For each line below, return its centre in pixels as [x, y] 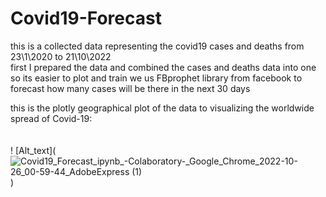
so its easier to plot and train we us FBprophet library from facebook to [156, 78]
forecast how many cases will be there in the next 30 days [130, 88]
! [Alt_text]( [33, 150]
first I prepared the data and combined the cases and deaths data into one [163, 67]
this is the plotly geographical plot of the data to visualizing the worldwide [162, 108]
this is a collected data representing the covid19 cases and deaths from [157, 46]
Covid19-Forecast [86, 18]
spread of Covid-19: [51, 118]
